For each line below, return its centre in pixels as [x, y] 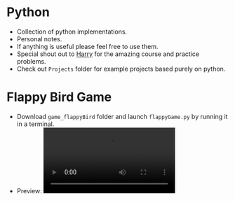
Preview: [29, 190]
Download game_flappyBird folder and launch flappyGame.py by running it [122, 116]
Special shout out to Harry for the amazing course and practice [108, 54]
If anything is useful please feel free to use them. [87, 46]
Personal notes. [39, 39]
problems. [31, 61]
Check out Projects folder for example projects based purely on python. [121, 69]
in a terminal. [35, 124]
